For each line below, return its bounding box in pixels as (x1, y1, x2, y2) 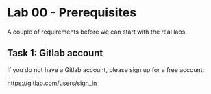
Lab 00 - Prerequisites (7, 5, 137, 21)
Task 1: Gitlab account (7, 47, 103, 59)
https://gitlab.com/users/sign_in (7, 79, 97, 87)
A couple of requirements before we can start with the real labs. (7, 27, 187, 36)
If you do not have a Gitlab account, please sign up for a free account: (7, 65, 205, 73)
